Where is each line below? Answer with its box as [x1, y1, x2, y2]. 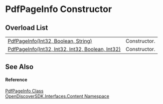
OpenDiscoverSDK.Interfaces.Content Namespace [5, 93, 109, 99]
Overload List [5, 23, 48, 32]
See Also [5, 62, 34, 71]
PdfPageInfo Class [5, 87, 44, 93]
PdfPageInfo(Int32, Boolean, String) [8, 37, 92, 44]
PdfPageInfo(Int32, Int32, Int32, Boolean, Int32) [8, 46, 121, 52]
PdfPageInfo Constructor [5, 3, 112, 15]
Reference [5, 76, 28, 82]
